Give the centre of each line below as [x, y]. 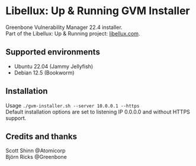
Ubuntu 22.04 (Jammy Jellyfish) [54, 66]
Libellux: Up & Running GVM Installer [98, 11]
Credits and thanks [41, 136]
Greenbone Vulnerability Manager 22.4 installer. [64, 27]
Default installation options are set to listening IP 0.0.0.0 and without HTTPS [98, 112]
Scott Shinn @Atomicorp [36, 151]
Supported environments [53, 52]
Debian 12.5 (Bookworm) [44, 73]
